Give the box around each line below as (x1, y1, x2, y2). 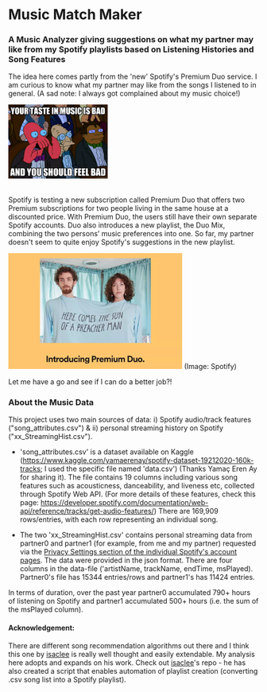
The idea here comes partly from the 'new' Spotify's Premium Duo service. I (8, 72, 257, 81)
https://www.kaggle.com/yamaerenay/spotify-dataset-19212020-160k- (22, 456, 254, 465)
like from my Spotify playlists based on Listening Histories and (8, 44, 254, 55)
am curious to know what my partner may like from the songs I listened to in (8, 80, 257, 90)
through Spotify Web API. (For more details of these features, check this (19, 489, 256, 499)
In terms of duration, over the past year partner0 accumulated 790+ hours (8, 588, 251, 597)
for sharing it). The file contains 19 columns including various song (19, 472, 238, 482)
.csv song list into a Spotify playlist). (8, 675, 127, 684)
